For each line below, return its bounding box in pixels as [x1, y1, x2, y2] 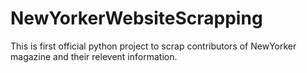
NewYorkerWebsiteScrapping [10, 7, 263, 30]
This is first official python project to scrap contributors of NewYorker [10, 40, 297, 52]
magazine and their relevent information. [10, 50, 178, 62]
